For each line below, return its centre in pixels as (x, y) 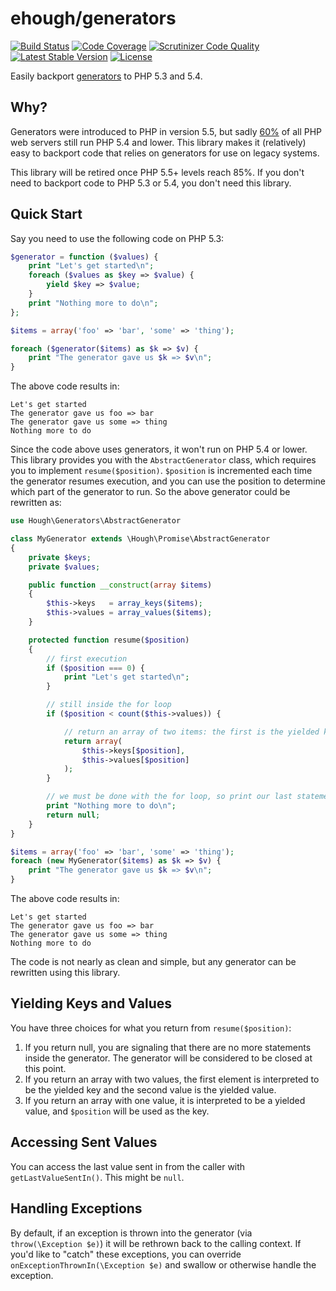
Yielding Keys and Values (91, 1003)
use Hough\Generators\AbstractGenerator (96, 521)
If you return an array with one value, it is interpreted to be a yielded (165, 1100)
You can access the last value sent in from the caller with (128, 1166)
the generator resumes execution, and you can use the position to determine (168, 481)
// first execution (87, 658)
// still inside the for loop (109, 705)
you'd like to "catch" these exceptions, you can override (126, 1254)
